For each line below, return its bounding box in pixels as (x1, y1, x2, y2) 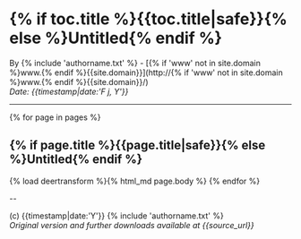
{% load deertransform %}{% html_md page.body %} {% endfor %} (9, 175, 261, 186)
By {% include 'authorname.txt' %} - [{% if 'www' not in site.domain (9, 57, 262, 68)
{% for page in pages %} (9, 112, 101, 123)
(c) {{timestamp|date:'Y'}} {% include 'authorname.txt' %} (9, 210, 224, 221)
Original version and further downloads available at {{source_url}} (9, 219, 254, 230)
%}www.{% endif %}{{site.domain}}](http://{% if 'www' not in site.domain (9, 67, 284, 78)
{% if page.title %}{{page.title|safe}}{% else (9, 138, 266, 153)
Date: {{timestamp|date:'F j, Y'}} (9, 86, 129, 97)
